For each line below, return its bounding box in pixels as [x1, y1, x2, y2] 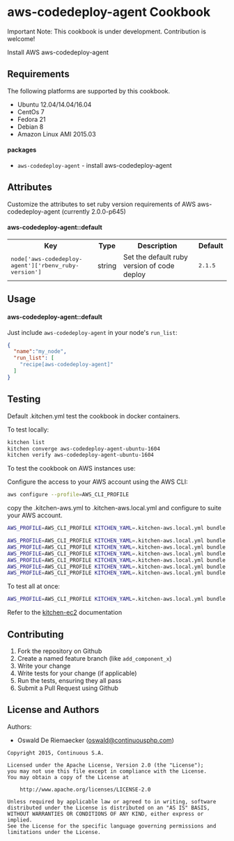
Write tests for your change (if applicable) [17, 669, 137, 677]
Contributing [7, 628, 64, 640]
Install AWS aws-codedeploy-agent [7, 48, 109, 56]
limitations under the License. [7, 828, 101, 835]
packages [7, 146, 37, 154]
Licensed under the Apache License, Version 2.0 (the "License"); [7, 762, 204, 769]
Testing [7, 393, 41, 405]
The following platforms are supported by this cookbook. [7, 86, 171, 95]
